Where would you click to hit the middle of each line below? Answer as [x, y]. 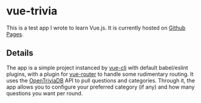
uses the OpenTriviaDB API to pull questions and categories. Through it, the [101, 80]
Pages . [15, 34]
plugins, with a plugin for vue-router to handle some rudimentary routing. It [100, 74]
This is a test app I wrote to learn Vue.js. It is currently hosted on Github [96, 28]
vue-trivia [32, 11]
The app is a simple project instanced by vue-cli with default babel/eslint [97, 67]
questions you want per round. [45, 93]
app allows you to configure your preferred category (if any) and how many [101, 87]
